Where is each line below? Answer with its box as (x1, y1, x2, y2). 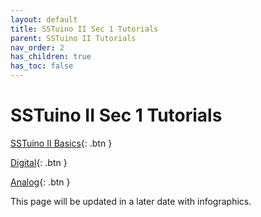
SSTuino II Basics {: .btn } (10, 137, 113, 149)
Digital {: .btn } (10, 156, 68, 168)
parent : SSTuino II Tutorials (10, 33, 137, 43)
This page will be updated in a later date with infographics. (10, 195, 252, 207)
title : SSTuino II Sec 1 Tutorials (10, 24, 159, 34)
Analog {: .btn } (10, 176, 71, 188)
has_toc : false (10, 61, 74, 71)
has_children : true (10, 52, 92, 62)
